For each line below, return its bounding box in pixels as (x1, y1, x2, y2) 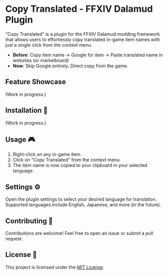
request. (5, 235, 23, 242)
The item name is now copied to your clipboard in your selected (12, 162, 148, 168)
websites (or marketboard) (12, 57, 69, 63)
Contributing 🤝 (5, 217, 53, 225)
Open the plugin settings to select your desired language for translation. (5, 196, 157, 203)
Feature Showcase (5, 77, 66, 86)
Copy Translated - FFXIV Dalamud (5, 3, 153, 15)
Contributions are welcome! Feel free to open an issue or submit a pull (5, 230, 154, 236)
